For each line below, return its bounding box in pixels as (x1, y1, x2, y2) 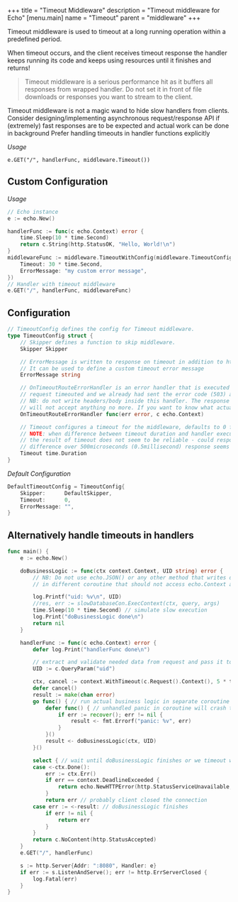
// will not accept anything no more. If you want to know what (20, 404, 214, 411)
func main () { (7, 548, 50, 555)
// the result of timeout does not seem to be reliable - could (20, 437, 214, 444)
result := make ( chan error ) (33, 691, 115, 698)
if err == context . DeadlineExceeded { (45, 777, 160, 784)
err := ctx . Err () (45, 770, 97, 777)
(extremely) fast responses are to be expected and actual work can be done (7, 121, 229, 130)
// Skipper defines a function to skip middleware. (20, 339, 176, 346)
